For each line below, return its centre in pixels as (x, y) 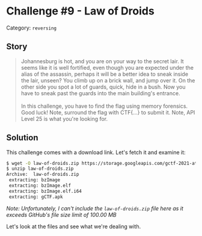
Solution (22, 138)
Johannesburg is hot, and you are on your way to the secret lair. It (103, 61)
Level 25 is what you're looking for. (64, 119)
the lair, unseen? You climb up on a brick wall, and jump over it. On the (108, 80)
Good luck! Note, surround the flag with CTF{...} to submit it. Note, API (108, 112)
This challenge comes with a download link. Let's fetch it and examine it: (96, 152)
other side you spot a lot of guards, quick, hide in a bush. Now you (103, 87)
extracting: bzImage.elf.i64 (45, 191)
